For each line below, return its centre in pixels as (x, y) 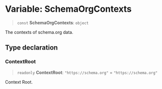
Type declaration (31, 48)
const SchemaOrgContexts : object (53, 23)
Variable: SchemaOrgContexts (69, 9)
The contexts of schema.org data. (39, 32)
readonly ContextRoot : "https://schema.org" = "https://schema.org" (87, 72)
